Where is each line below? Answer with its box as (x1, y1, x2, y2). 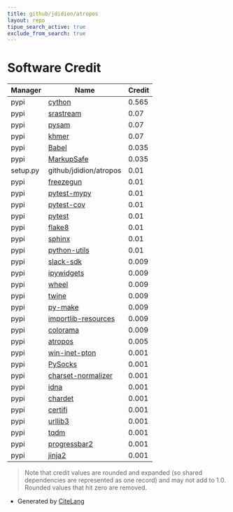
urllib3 (48, 417, 70, 426)
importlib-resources (48, 314, 115, 323)
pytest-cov (48, 200, 86, 210)
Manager (10, 86, 42, 95)
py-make (48, 302, 79, 312)
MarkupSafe (48, 154, 89, 164)
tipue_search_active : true (7, 23, 86, 30)
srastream (48, 109, 82, 119)
